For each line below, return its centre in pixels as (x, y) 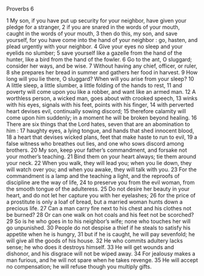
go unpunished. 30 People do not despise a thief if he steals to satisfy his (98, 228)
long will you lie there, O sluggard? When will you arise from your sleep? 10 (100, 79)
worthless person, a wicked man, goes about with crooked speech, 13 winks (102, 98)
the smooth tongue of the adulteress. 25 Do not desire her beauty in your (98, 189)
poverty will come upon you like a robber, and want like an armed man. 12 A (101, 92)
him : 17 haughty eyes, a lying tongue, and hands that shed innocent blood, (100, 131)
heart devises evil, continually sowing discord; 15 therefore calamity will (96, 111)
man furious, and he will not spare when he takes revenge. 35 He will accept (102, 260)
